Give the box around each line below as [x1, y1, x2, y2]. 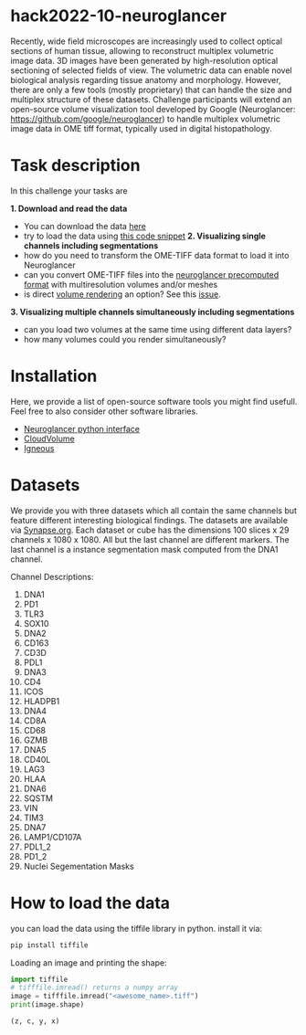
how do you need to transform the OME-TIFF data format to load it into [23, 249, 290, 260]
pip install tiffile [10, 940, 90, 950]
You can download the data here [23, 220, 147, 231]
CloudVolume [23, 433, 76, 444]
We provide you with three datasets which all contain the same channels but [10, 504, 298, 516]
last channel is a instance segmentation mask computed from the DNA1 [10, 544, 279, 554]
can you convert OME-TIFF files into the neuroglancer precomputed [23, 269, 280, 280]
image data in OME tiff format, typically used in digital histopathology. [10, 122, 272, 133]
